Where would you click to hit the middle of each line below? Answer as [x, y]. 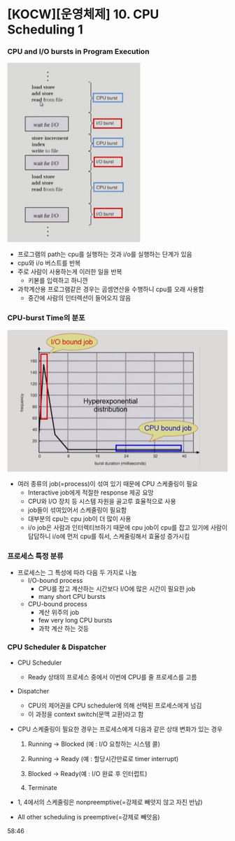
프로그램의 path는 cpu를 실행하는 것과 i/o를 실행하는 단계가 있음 [105, 254]
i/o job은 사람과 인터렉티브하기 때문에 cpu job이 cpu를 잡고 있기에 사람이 [128, 528]
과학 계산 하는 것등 [64, 629]
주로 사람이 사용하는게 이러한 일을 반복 [70, 272]
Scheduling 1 [45, 30]
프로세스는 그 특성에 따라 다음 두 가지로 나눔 [77, 573]
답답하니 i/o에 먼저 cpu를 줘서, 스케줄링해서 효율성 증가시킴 [109, 537]
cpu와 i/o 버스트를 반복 [49, 263]
